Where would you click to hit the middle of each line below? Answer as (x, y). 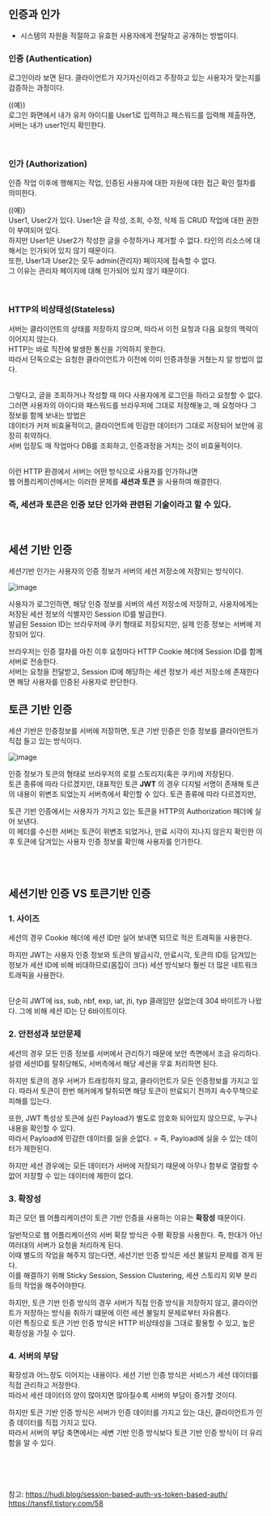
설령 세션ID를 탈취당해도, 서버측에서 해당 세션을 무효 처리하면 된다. (113, 1063)
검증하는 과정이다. (37, 88)
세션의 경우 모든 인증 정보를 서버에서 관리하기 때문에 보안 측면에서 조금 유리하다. (135, 1053)
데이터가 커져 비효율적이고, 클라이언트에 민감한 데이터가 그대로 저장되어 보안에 (131, 425)
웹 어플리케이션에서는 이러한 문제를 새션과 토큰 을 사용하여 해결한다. (115, 481)
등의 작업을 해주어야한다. (47, 1285)
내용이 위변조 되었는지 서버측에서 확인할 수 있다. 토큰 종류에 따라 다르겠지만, (136, 794)
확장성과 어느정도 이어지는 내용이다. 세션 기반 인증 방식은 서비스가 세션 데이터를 (133, 1375)
